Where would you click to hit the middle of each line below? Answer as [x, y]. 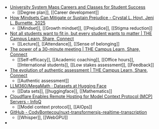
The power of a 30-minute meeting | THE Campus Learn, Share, [75, 49]
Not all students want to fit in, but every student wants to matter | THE [81, 33]
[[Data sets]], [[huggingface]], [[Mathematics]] [65, 91]
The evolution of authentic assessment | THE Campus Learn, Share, [79, 70]
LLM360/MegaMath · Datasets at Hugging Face [58, 86]
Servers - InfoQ [26, 102]
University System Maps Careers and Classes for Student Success [78, 7]
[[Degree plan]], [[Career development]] [58, 12]
